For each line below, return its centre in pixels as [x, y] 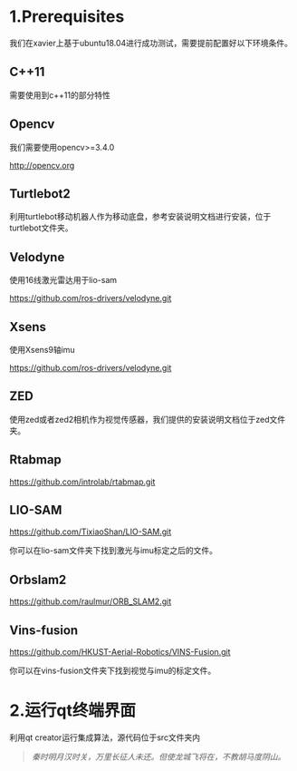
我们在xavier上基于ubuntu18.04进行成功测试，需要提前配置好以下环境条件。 [151, 43]
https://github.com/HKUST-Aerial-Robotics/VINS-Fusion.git [120, 652]
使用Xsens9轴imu [42, 350]
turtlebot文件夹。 [42, 228]
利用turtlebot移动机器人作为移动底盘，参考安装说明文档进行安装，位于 [140, 217]
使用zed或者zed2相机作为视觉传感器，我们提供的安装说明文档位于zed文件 [148, 419]
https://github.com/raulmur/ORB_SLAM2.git [91, 601]
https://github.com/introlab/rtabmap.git [82, 482]
